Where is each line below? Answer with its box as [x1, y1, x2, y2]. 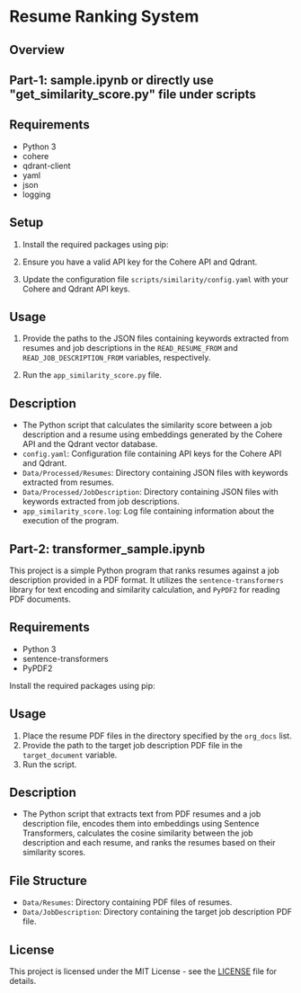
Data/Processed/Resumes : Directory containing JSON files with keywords [22, 468, 289, 479]
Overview [9, 42, 66, 58]
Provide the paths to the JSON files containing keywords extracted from [22, 333, 289, 344]
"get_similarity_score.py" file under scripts [9, 86, 256, 102]
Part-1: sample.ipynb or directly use [9, 72, 214, 87]
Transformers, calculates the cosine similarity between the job [22, 827, 253, 838]
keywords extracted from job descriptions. [22, 497, 180, 507]
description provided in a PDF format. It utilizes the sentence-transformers [9, 575, 285, 586]
